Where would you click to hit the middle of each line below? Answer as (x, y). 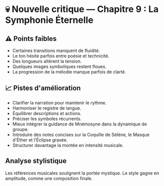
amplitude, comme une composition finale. (49, 178)
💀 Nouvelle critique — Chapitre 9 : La (82, 9)
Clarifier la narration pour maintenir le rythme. (59, 102)
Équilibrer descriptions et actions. (47, 113)
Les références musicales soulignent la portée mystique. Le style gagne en (82, 173)
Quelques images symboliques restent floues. (59, 66)
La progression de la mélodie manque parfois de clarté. (69, 72)
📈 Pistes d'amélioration (43, 88)
